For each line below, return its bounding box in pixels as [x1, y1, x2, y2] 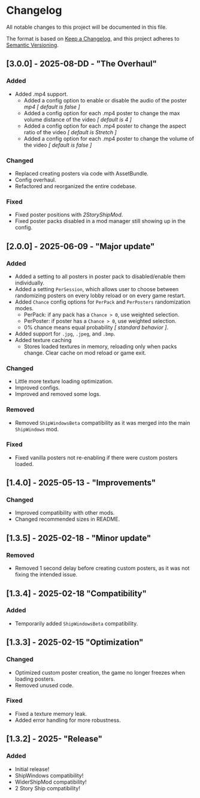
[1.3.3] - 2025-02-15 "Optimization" [6, 637, 144, 648]
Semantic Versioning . [6, 41, 59, 49]
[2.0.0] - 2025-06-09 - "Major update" [6, 241, 155, 252]
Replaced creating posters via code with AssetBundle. [14, 170, 149, 177]
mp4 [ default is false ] [23, 103, 80, 110]
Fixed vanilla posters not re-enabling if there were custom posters [14, 454, 178, 461]
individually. [14, 279, 45, 286]
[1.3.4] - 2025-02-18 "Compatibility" [6, 588, 147, 598]
